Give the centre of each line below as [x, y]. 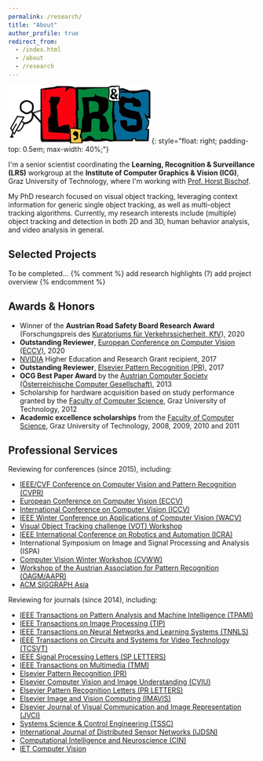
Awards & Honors [52, 307]
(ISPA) [30, 551]
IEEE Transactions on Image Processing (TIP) [93, 623]
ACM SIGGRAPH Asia [54, 585]
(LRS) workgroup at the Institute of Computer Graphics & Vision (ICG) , [124, 172]
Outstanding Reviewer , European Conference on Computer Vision [127, 342]
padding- [234, 141]
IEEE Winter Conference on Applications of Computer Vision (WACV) [130, 518]
